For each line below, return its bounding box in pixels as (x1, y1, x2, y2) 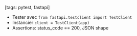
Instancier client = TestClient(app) (12, 20, 90, 25)
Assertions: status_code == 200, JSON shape (12, 25, 109, 31)
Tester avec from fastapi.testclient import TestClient (12, 14, 132, 20)
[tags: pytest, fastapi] (5, 5, 50, 10)
